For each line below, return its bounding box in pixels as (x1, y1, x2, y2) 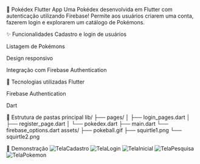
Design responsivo (6, 55, 53, 62)
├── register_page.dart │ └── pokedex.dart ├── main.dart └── (6, 120, 168, 127)
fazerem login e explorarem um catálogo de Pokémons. (6, 19, 145, 26)
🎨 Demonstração (6, 145, 49, 152)
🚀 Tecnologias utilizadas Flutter (6, 78, 85, 85)
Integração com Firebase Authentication (6, 66, 108, 73)
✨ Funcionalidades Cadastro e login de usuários (6, 30, 126, 38)
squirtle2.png (6, 133, 40, 140)
